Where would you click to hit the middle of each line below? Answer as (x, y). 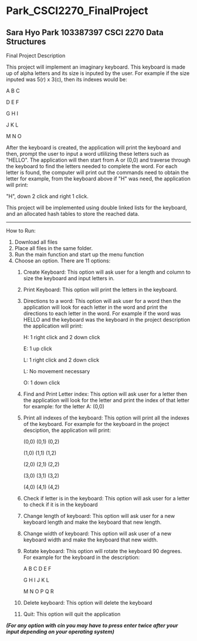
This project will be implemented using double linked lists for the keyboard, (97, 207)
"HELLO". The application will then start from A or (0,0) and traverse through (98, 160)
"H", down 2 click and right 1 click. (47, 196)
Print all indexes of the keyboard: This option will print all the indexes (106, 418)
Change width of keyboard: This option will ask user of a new (97, 533)
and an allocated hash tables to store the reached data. (73, 214)
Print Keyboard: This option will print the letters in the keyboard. (100, 289)
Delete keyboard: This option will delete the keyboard (88, 603)
